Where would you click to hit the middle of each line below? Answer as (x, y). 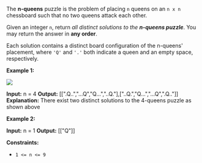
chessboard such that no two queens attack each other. (77, 15)
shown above (23, 107)
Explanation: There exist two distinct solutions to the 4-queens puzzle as (99, 100)
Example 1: (21, 70)
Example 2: (21, 119)
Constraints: (23, 142)
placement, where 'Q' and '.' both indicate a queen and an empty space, (100, 52)
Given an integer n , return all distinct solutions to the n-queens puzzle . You (101, 27)
